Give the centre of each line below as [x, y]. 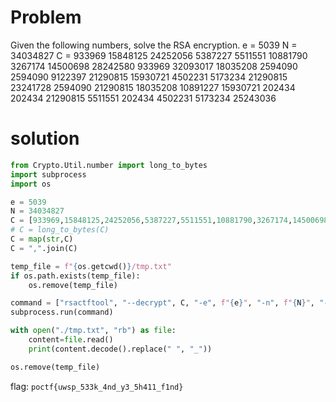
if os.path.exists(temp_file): [75, 276]
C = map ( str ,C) [42, 239]
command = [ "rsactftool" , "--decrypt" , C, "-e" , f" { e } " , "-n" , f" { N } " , [163, 303]
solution [45, 138]
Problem [46, 17]
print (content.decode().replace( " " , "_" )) [120, 349]
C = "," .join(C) [44, 248]
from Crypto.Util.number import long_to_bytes [109, 165]
